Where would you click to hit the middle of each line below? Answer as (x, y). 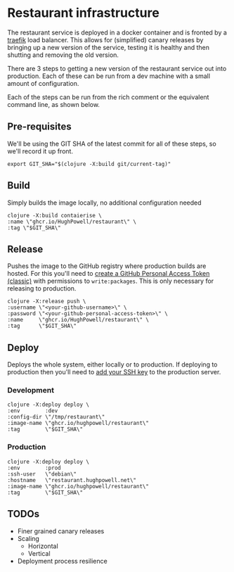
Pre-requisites (39, 127)
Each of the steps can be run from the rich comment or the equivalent (108, 97)
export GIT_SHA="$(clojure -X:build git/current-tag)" (89, 164)
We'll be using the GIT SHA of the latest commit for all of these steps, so (112, 144)
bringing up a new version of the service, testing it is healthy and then (108, 47)
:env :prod (34, 468)
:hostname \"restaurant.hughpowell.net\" (72, 480)
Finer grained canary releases (61, 531)
